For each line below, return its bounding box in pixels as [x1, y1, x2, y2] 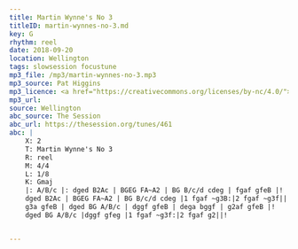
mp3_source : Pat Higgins [9, 79, 101, 88]
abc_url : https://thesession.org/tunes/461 [9, 121, 173, 129]
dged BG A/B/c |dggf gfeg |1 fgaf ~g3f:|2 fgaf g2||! [25, 210, 228, 220]
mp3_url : [9, 95, 42, 105]
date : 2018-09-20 [9, 46, 74, 55]
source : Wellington [9, 104, 82, 113]
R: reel [25, 152, 53, 162]
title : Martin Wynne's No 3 [9, 12, 114, 22]
